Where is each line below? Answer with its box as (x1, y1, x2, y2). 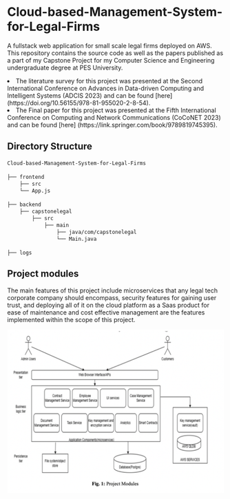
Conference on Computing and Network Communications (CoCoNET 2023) (7, 113, 222, 121)
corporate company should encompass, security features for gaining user (7, 293, 217, 301)
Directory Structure (7, 140, 93, 152)
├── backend (7, 201, 41, 208)
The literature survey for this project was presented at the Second (16, 76, 203, 85)
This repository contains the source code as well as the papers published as (7, 49, 224, 57)
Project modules (7, 268, 79, 279)
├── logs (7, 249, 32, 256)
